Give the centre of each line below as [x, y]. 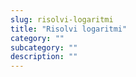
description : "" [44, 57]
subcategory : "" [44, 47]
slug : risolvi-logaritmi [62, 19]
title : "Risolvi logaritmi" [69, 29]
